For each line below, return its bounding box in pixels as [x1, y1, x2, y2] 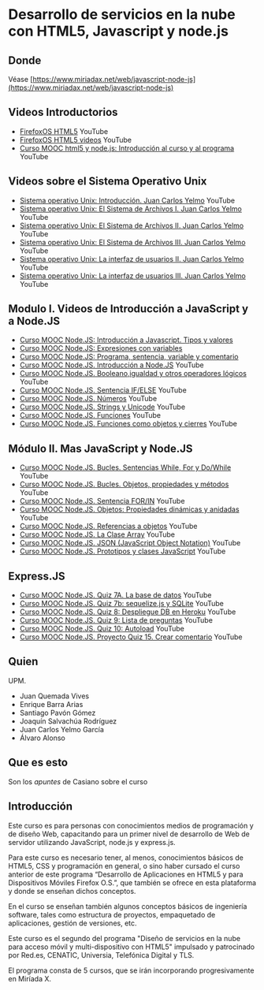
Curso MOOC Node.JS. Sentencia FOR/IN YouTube [19, 497, 185, 506]
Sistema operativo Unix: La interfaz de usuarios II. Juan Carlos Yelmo [19, 254, 244, 263]
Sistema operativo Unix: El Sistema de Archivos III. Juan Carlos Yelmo [19, 237, 246, 247]
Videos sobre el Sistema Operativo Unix [8, 175, 207, 188]
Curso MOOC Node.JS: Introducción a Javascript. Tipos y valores [19, 335, 234, 344]
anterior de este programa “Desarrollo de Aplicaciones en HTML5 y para [8, 869, 244, 879]
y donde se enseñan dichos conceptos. [8, 886, 136, 895]
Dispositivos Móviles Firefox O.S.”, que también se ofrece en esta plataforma [8, 877, 257, 888]
